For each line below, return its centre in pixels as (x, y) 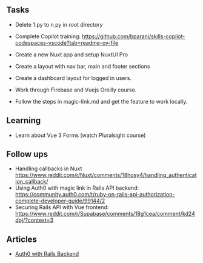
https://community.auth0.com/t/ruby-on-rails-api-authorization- (95, 195)
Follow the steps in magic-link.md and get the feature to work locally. (101, 101)
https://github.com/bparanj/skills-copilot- (133, 36)
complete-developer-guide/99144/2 (60, 201)
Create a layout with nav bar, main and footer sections (82, 66)
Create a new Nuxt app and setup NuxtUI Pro (72, 55)
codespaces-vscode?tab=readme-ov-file (67, 42)
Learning (24, 121)
